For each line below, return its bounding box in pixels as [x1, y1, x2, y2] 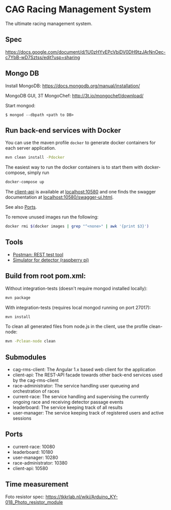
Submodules [5, 353, 47, 361]
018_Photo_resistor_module [5, 499, 63, 505]
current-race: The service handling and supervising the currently [12, 394, 149, 400]
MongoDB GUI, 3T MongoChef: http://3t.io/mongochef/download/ [5, 92, 144, 99]
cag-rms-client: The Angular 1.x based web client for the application [12, 367, 156, 373]
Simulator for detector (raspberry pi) [12, 257, 89, 263]
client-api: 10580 [12, 465, 48, 471]
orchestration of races [12, 388, 60, 394]
